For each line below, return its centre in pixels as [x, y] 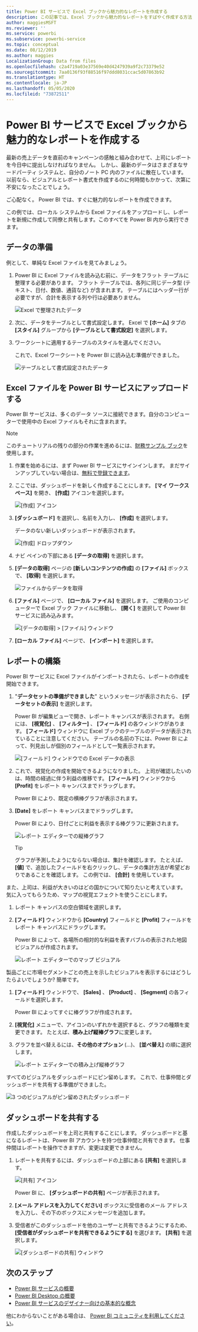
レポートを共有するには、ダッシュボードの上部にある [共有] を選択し [98, 1160]
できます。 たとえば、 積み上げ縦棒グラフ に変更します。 [87, 1032]
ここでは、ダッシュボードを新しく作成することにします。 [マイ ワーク [99, 486]
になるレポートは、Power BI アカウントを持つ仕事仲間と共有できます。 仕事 [98, 1140]
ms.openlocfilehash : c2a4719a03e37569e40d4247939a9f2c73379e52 [85, 66]
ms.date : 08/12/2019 [32, 50]
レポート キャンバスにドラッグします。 [62, 927]
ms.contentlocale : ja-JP [37, 83]
